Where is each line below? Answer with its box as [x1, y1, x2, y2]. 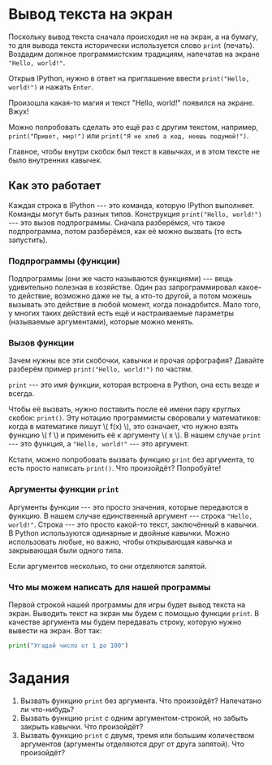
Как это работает [8, 179, 101, 193]
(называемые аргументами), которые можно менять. [8, 317, 195, 327]
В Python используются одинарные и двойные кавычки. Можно [8, 528, 230, 537]
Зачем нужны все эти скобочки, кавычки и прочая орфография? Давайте [8, 355, 265, 366]
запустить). [8, 235, 48, 245]
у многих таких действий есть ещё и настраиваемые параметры [8, 308, 234, 318]
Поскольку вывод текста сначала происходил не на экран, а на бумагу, [8, 32, 258, 41]
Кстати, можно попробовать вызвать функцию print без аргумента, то [8, 454, 255, 464]
